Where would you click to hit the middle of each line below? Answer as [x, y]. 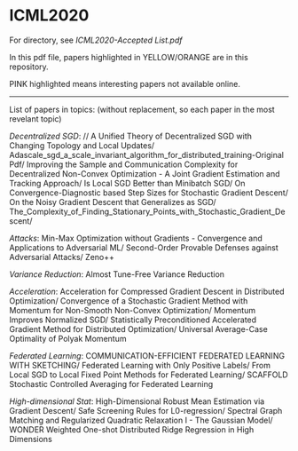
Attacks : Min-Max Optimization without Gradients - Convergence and [136, 238]
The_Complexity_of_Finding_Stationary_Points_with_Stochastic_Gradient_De [147, 211]
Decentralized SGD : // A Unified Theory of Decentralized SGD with [131, 136]
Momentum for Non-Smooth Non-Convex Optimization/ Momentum [132, 310]
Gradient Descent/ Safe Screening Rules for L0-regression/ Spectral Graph [146, 410]
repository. [29, 67]
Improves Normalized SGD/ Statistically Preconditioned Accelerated [133, 320]
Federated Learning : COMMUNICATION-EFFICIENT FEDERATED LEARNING [147, 355]
